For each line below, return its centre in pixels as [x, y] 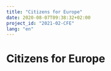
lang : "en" [20, 29]
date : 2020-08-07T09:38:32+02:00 [49, 18]
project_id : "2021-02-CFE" [40, 23]
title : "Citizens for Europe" [45, 12]
